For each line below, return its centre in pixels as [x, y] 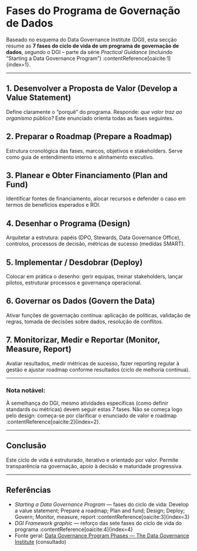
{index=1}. [18, 64]
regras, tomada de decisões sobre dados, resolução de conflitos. [85, 321]
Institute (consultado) [40, 542]
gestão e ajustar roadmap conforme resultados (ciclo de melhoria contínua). [98, 369]
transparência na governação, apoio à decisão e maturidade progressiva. [94, 466]
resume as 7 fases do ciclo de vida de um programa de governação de [93, 46]
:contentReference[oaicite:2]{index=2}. [53, 422]
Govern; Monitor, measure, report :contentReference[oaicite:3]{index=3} [102, 517]
